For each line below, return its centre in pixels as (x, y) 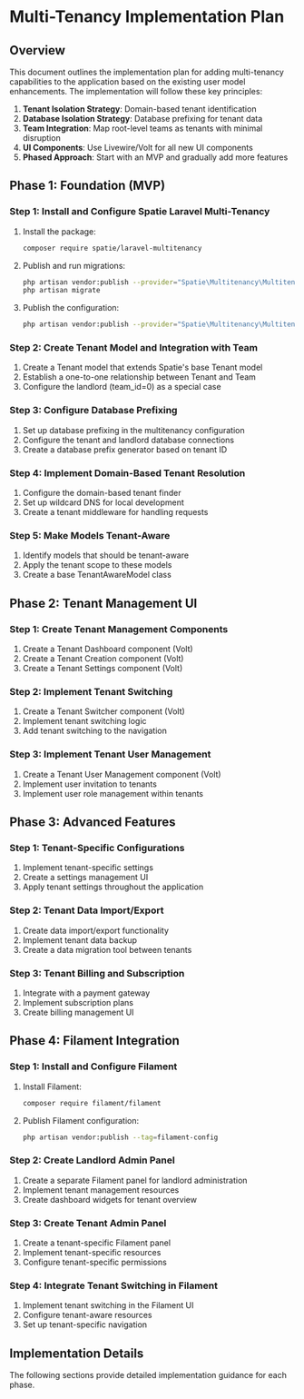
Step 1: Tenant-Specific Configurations (97, 848)
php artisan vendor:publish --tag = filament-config (120, 1137)
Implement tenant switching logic (84, 721)
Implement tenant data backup (80, 940)
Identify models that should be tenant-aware (105, 555)
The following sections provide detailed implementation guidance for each (148, 1375)
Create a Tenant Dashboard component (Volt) (108, 649)
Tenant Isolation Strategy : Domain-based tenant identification (139, 109)
